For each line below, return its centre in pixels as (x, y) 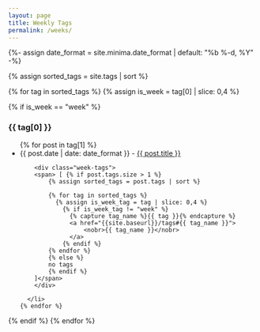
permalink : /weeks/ (40, 30)
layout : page (30, 15)
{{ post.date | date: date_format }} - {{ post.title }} (100, 153)
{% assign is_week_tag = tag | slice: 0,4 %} (131, 202)
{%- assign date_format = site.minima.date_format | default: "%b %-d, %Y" (131, 53)
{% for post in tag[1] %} (58, 145)
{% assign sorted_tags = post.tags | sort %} (124, 181)
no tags (61, 264)
